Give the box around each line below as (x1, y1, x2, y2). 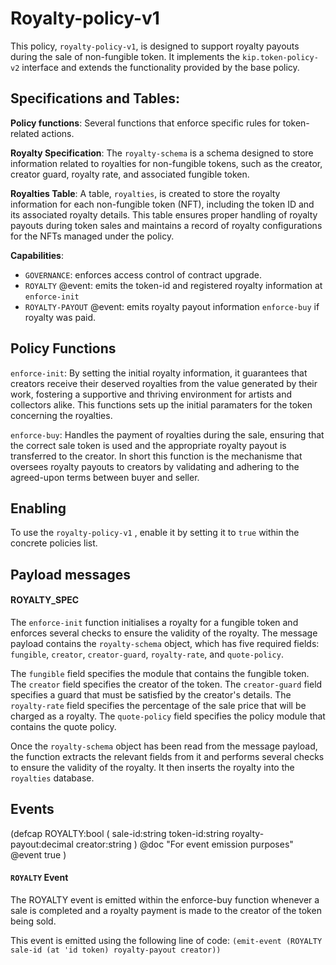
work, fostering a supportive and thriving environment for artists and (10, 388, 292, 400)
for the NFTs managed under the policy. (10, 230, 175, 242)
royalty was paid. (24, 311, 97, 323)
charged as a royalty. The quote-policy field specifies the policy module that (10, 710, 326, 722)
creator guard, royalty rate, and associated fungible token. (10, 168, 250, 180)
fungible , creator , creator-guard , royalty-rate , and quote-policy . (10, 648, 284, 660)
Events (10, 801, 55, 818)
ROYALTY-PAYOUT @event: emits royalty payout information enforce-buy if (24, 300, 320, 312)
